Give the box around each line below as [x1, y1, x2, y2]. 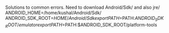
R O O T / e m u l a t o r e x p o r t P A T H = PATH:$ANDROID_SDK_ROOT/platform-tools [5, 21, 157, 29]
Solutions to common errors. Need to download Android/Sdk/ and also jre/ [5, 5, 160, 10]
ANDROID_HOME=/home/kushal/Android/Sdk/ [5, 10, 102, 16]
